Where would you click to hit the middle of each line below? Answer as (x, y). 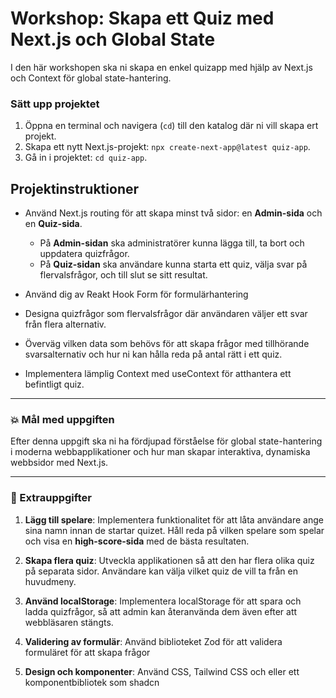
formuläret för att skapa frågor (87, 652)
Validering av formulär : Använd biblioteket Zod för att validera (153, 641)
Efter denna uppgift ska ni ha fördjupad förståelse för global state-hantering (166, 441)
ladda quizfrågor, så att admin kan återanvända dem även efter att (161, 611)
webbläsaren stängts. (69, 622)
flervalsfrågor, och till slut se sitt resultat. (123, 275)
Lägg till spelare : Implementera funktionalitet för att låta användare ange (174, 519)
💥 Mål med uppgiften (62, 419)
